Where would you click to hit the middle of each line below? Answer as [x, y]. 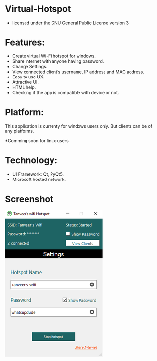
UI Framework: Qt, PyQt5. [38, 174]
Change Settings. [30, 66]
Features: [25, 42]
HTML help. [24, 87]
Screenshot [29, 199]
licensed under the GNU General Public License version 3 [70, 23]
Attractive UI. [26, 82]
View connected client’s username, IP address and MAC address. [78, 72]
